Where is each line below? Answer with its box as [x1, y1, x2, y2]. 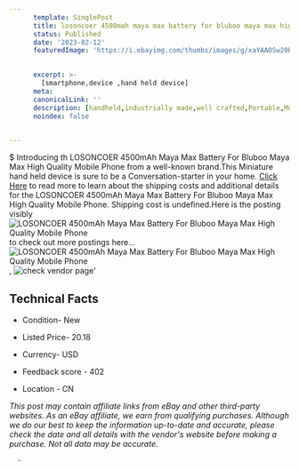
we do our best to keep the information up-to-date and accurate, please [9, 419, 275, 430]
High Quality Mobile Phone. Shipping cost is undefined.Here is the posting [9, 199, 281, 210]
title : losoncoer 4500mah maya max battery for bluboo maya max [32, 21, 277, 30]
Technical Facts [9, 291, 100, 307]
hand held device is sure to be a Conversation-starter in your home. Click [9, 171, 278, 182]
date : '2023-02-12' [32, 37, 105, 47]
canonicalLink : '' [32, 95, 101, 104]
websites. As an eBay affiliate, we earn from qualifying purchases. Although [9, 410, 289, 420]
